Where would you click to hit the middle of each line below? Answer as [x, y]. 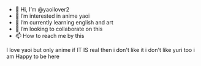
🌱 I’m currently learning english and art [64, 22]
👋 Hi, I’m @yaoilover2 [42, 9]
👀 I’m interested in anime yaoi [52, 16]
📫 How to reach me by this [50, 36]
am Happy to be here [33, 56]
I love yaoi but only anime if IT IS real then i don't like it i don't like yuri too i [100, 50]
